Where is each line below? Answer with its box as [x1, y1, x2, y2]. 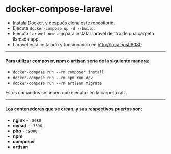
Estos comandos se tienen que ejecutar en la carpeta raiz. [5, 90, 127, 96]
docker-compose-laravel [5, 3, 113, 15]
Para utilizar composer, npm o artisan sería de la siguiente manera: [5, 58, 150, 64]
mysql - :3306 [12, 123, 42, 129]
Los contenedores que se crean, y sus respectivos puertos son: [5, 106, 142, 112]
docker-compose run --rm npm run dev [12, 75, 93, 81]
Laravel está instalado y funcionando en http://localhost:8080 [12, 41, 142, 47]
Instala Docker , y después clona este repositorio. [12, 20, 116, 26]
